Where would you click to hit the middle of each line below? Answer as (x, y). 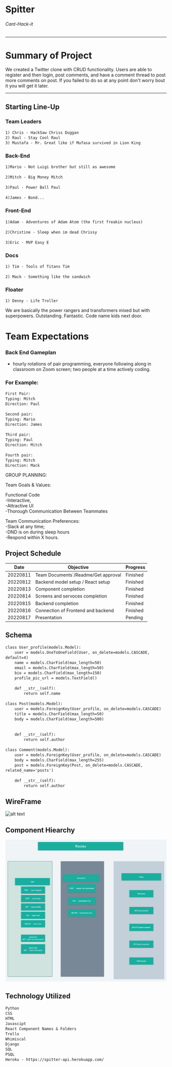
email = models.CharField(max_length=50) (59, 668)
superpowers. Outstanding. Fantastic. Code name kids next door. (74, 316)
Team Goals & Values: (28, 485)
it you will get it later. (27, 86)
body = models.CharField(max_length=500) (59, 719)
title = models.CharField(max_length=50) (59, 714)
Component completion (60, 589)
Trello (12, 1034)
